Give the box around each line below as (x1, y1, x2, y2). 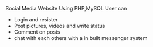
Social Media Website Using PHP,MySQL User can (5, 5, 127, 12)
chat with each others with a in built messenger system (13, 35, 148, 41)
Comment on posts (13, 28, 60, 35)
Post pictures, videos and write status (13, 23, 106, 29)
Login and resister (13, 16, 58, 23)
